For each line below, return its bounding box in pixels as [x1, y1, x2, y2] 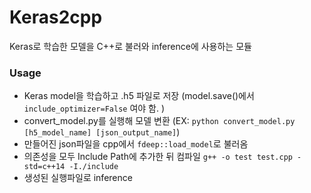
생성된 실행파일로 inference [23, 172, 133, 184]
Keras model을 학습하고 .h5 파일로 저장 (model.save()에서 [23, 90, 255, 102]
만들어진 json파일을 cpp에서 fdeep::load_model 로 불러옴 [23, 138, 249, 150]
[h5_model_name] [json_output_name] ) [23, 126, 181, 138]
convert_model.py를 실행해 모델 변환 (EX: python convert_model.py [23, 115, 296, 127]
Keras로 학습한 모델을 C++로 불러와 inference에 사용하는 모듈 [9, 40, 252, 52]
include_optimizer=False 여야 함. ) [23, 102, 166, 115]
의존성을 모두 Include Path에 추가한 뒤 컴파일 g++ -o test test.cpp [23, 151, 293, 163]
